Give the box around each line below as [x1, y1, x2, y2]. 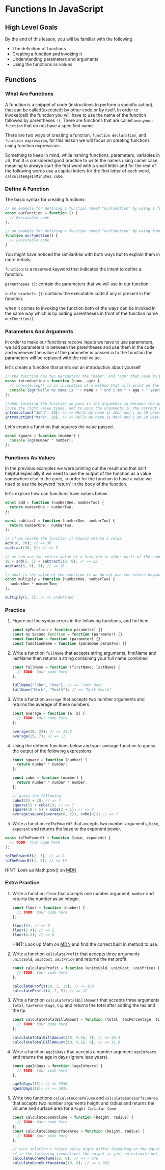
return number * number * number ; [17, 780, 87, 785]
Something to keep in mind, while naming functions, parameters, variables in [5, 152, 160, 158]
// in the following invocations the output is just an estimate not [12, 1151, 158, 1156]
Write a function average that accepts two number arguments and [12, 696, 145, 702]
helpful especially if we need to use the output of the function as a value [5, 470, 151, 476]
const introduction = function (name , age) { [5, 378, 100, 384]
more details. [5, 256, 32, 262]
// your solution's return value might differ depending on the [12, 1147, 147, 1152]
